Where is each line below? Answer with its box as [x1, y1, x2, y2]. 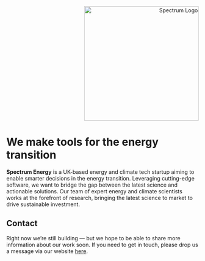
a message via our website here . [6, 247, 88, 255]
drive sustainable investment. [6, 201, 81, 208]
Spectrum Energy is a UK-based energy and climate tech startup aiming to [6, 168, 195, 176]
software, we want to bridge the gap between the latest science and [6, 181, 178, 188]
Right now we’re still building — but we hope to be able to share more [6, 234, 181, 241]
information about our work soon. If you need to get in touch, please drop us [6, 241, 198, 248]
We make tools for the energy [6, 135, 159, 149]
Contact [6, 218, 38, 229]
